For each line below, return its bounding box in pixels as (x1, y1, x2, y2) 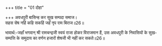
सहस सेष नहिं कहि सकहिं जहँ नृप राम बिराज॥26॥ (5, 20, 84, 25)
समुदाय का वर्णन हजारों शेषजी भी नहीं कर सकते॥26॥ (21, 35, 105, 41)
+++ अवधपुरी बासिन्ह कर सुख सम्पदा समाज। (5, 15, 78, 20)
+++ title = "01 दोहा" (5, 5, 44, 10)
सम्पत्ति (5, 35, 16, 41)
